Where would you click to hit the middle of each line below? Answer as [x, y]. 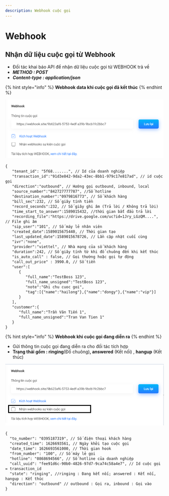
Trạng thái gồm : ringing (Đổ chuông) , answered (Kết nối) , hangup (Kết [87, 352]
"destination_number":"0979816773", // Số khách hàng [69, 197]
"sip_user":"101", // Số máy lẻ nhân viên [57, 227]
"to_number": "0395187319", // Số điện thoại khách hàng [71, 439]
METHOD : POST [30, 72]
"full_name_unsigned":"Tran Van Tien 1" [61, 317]
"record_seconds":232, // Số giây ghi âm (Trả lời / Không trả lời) [85, 207]
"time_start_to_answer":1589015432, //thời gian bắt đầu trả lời [82, 212]
